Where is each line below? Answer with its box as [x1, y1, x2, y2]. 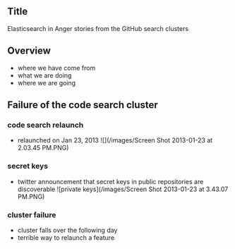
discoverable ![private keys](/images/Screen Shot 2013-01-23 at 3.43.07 [17, 185, 229, 193]
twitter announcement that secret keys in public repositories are [17, 177, 204, 186]
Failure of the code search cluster [7, 99, 159, 111]
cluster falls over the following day [17, 226, 118, 234]
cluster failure [7, 209, 56, 219]
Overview [7, 45, 52, 57]
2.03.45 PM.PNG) [17, 144, 69, 152]
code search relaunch [7, 120, 84, 130]
